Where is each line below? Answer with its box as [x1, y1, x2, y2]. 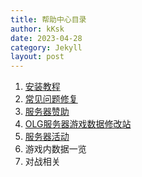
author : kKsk [10, 24, 65, 34]
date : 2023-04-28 [10, 33, 83, 43]
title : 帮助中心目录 [10, 14, 87, 25]
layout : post [10, 52, 65, 62]
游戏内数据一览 [24, 143, 87, 155]
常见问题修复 [24, 93, 78, 105]
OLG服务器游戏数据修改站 [24, 118, 132, 130]
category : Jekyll [10, 42, 83, 53]
